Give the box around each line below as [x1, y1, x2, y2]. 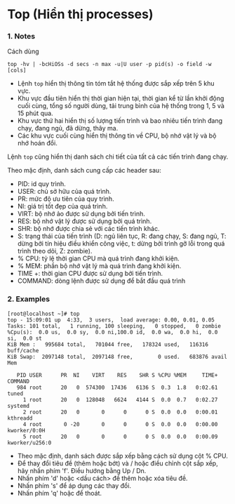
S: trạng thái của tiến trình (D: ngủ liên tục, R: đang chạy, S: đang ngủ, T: [17, 232, 227, 241]
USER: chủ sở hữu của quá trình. [17, 187, 112, 196]
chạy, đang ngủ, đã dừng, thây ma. [17, 124, 119, 133]
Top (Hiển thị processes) [7, 6, 154, 22]
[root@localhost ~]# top [7, 310, 80, 317]
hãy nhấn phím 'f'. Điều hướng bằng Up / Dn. [17, 466, 147, 475]
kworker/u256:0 [7, 439, 52, 446]
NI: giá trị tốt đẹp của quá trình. [17, 202, 108, 211]
